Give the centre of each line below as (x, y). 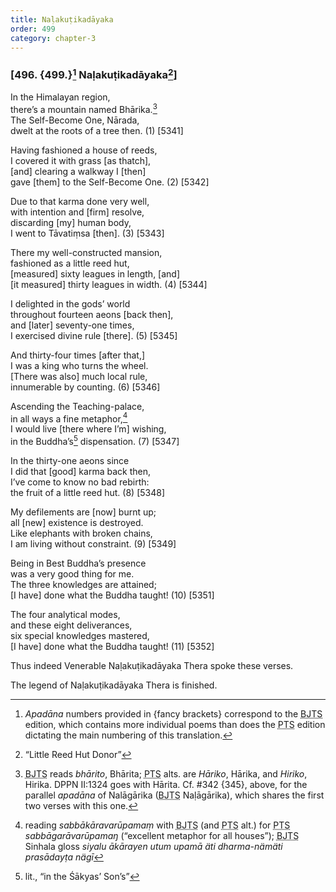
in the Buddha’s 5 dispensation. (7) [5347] (95, 441)
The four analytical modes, (65, 615)
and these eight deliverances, (71, 625)
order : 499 (33, 29)
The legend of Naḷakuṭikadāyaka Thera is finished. (114, 685)
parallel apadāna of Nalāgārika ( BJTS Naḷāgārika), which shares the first (174, 795)
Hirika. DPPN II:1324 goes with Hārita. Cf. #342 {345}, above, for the (166, 785)
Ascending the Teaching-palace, (77, 406)
